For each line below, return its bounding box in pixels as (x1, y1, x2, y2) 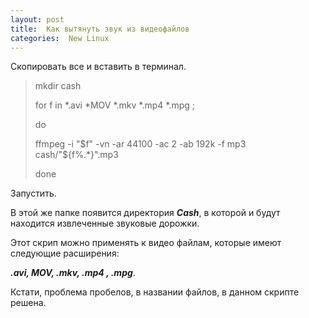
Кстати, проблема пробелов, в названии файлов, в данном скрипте (10, 286, 300, 298)
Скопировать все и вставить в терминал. (10, 61, 187, 73)
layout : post (10, 14, 65, 25)
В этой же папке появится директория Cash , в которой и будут (10, 207, 281, 219)
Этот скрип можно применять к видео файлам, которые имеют (10, 237, 282, 249)
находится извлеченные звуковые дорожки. (10, 217, 200, 230)
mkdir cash (34, 80, 82, 92)
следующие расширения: (10, 247, 120, 260)
